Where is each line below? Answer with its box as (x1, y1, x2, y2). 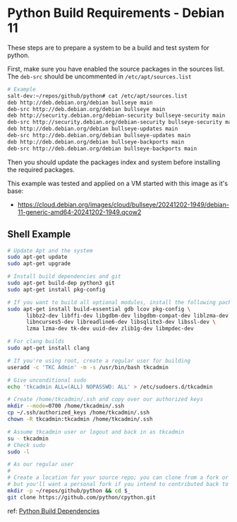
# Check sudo (7, 441, 46, 448)
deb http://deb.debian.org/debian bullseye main (7, 99, 153, 106)
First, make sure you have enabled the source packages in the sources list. (7, 64, 225, 73)
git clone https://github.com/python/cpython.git (7, 494, 157, 501)
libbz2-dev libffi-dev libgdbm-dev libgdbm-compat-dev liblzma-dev (25, 312, 229, 319)
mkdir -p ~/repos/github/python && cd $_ (7, 487, 131, 494)
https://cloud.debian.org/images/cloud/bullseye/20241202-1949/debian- (17, 200, 229, 209)
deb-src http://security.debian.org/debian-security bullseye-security (7, 119, 222, 126)
